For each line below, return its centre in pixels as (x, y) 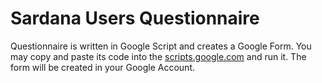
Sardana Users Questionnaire (135, 18)
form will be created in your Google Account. (103, 67)
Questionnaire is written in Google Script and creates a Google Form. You (161, 46)
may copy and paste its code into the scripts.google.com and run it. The (158, 56)
